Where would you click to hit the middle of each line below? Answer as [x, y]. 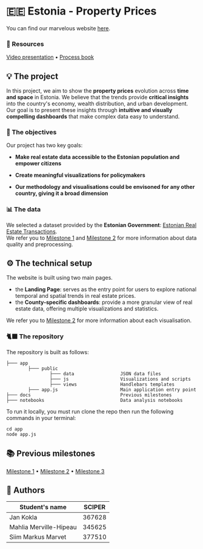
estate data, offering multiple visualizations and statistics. [87, 309]
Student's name [43, 507]
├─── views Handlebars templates [112, 384]
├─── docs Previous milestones [89, 395]
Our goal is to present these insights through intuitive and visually [89, 110]
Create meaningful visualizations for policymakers [80, 175]
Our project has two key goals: [45, 145]
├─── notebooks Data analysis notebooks [95, 400]
